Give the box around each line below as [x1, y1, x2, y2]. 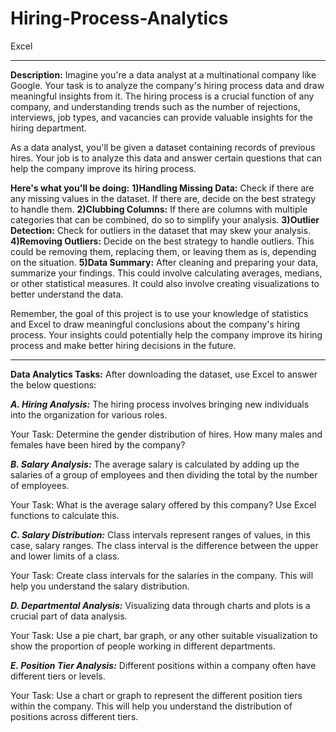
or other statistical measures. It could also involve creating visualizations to [10, 277, 320, 289]
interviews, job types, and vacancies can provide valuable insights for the [10, 111, 313, 123]
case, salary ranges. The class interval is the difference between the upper [10, 539, 319, 551]
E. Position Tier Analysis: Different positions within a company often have [10, 659, 317, 671]
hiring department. [10, 122, 87, 134]
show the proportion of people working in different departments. [10, 640, 276, 652]
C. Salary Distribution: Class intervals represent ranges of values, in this [10, 528, 311, 541]
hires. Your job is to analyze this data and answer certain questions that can [10, 152, 323, 164]
